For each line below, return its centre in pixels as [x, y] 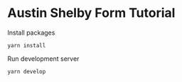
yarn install [27, 45]
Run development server [43, 59]
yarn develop [27, 71]
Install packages [31, 33]
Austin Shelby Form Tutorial [91, 13]
